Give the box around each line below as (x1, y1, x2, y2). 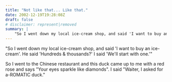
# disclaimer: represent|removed (5, 22, 77, 27)
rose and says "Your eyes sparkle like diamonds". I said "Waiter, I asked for (5, 66, 163, 72)
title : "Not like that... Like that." (5, 7, 88, 13)
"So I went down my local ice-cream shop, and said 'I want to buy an (5, 46, 150, 51)
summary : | (5, 27, 29, 32)
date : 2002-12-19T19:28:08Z (5, 12, 66, 17)
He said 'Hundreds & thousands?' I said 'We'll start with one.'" (22, 51, 153, 57)
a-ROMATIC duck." (5, 72, 46, 77)
